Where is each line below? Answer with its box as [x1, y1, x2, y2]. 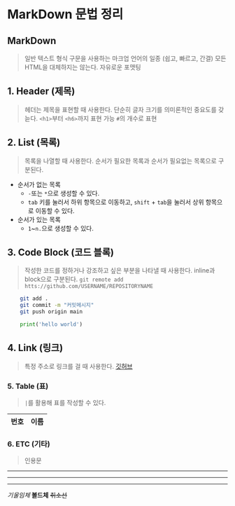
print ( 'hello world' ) [20, 321, 83, 328]
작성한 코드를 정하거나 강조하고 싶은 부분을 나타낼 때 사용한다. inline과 [24, 266, 215, 275]
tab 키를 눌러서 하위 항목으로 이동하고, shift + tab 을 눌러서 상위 [27, 198, 204, 206]
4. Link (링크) [7, 342, 64, 354]
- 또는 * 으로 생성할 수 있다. [27, 189, 100, 197]
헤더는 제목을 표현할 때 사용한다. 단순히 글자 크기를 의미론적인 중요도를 [24, 105, 217, 114]
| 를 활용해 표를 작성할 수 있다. [24, 399, 106, 407]
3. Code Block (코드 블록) [7, 247, 114, 259]
